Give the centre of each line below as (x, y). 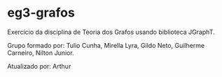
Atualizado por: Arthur (39, 66)
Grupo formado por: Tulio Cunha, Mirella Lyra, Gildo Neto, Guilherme (106, 45)
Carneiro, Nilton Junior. (41, 53)
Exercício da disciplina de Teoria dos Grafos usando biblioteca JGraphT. (111, 32)
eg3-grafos (41, 13)
